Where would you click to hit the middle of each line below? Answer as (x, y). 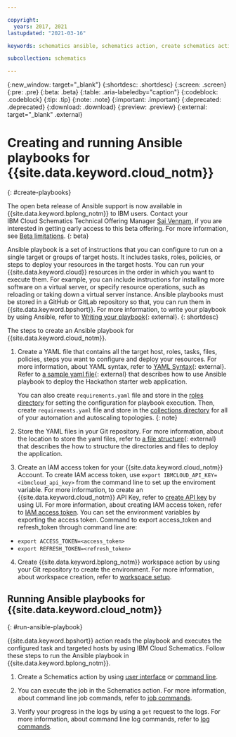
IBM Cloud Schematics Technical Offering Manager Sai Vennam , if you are (115, 221)
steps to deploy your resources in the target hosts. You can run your (106, 265)
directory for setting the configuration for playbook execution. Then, (116, 403)
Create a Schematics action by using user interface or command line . (117, 676)
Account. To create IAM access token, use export (89, 475)
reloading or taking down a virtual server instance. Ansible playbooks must (115, 295)
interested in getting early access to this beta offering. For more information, (118, 229)
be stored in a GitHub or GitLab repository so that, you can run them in (109, 302)
